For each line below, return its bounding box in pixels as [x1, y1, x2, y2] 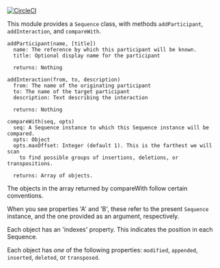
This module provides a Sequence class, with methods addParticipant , [7, 20, 204, 27]
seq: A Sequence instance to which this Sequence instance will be [13, 124, 210, 131]
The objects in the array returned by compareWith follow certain [7, 184, 188, 192]
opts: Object [13, 136, 51, 143]
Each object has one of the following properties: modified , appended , [7, 246, 198, 254]
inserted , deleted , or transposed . [7, 254, 100, 261]
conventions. [7, 192, 44, 199]
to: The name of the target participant [13, 88, 130, 95]
